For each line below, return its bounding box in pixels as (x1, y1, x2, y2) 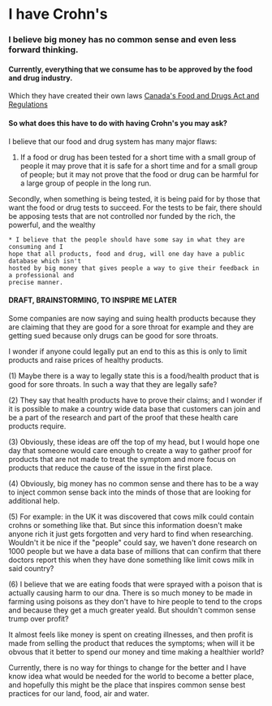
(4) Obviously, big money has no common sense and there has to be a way (8, 478, 259, 488)
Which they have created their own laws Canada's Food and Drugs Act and (8, 91, 260, 101)
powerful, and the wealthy (8, 220, 96, 229)
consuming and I (8, 242, 63, 251)
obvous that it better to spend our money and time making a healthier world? (8, 647, 265, 656)
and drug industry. (8, 72, 73, 82)
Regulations (8, 99, 49, 110)
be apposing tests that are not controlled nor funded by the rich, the (8, 211, 235, 220)
